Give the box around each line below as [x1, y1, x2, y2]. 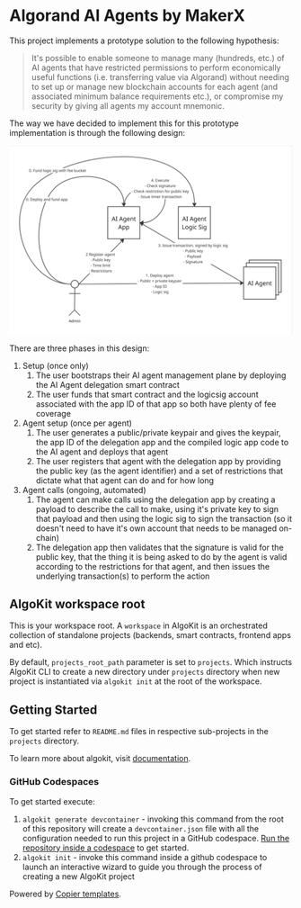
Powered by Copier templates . [9, 888, 121, 899]
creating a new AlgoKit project [22, 870, 135, 882]
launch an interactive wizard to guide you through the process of [22, 861, 262, 872]
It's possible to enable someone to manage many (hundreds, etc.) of [31, 52, 285, 63]
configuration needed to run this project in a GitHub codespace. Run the [22, 832, 290, 843]
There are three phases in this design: [9, 343, 150, 354]
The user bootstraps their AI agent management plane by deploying [35, 370, 287, 381]
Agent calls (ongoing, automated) [22, 484, 146, 495]
